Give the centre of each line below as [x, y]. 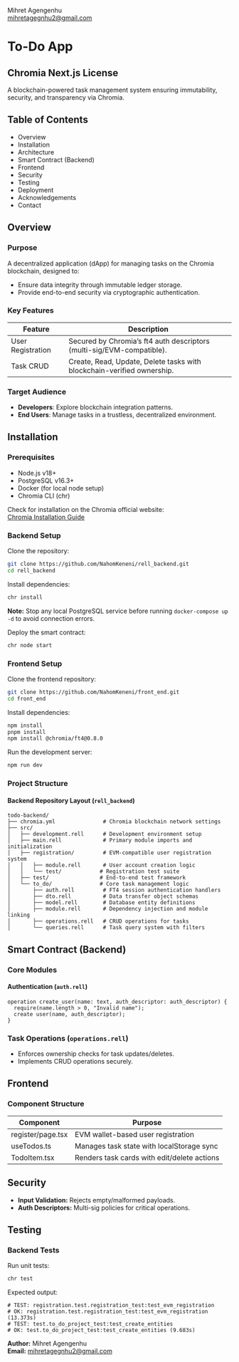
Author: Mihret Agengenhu [47, 1343]
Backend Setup [34, 535]
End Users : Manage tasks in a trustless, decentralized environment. [117, 415]
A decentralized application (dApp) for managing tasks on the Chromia [111, 263]
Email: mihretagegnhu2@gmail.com [60, 1351]
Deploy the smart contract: [47, 632]
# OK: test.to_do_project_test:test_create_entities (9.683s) [101, 1331]
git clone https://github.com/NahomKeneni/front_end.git [94, 692]
